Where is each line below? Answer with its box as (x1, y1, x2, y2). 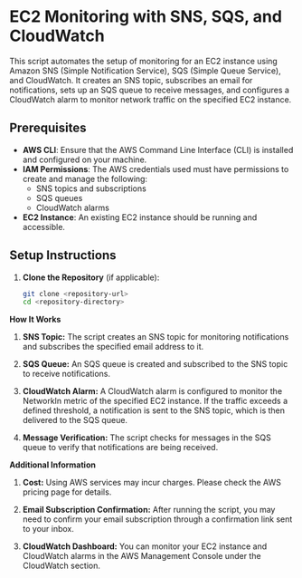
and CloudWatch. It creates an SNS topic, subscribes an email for (9, 74, 253, 85)
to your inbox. (22, 524, 75, 535)
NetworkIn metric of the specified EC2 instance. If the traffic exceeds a (22, 396, 288, 407)
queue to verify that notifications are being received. (22, 442, 219, 453)
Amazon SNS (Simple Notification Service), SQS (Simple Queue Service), (9, 65, 282, 76)
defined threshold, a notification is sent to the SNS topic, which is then (22, 405, 286, 416)
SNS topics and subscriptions (35, 183, 146, 194)
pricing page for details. (22, 486, 112, 497)
